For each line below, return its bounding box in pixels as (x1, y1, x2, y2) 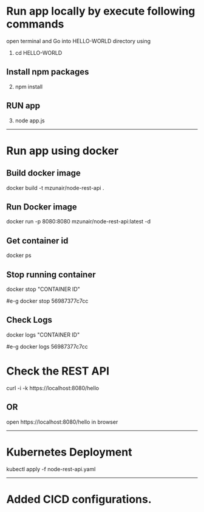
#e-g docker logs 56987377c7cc (6, 343, 88, 350)
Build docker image (6, 168, 81, 178)
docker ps (6, 251, 32, 259)
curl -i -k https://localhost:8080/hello (6, 384, 99, 391)
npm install (15, 83, 43, 90)
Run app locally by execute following (6, 4, 195, 18)
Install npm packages (6, 67, 89, 77)
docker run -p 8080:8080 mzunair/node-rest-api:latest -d (6, 218, 151, 225)
